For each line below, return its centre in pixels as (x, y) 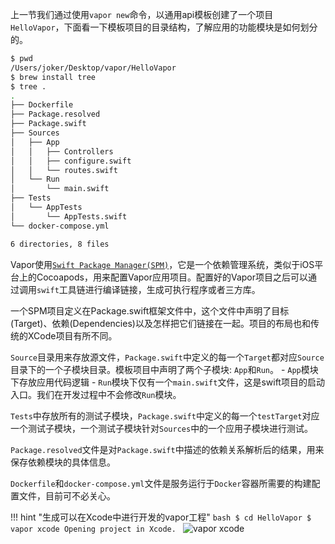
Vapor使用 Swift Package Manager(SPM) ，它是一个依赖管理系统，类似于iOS (162, 264)
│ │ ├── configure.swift (71, 161)
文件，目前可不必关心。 (67, 495)
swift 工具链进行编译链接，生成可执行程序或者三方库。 (148, 289)
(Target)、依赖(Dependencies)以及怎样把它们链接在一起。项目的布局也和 (160, 323)
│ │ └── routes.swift (64, 170)
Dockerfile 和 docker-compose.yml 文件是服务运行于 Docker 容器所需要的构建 (161, 483)
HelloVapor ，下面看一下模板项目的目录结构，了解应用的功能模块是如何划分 (164, 27)
